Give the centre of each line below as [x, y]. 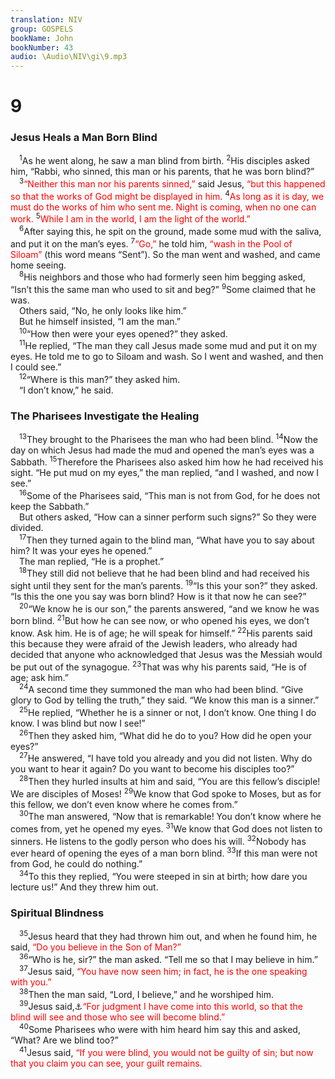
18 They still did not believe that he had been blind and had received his [164, 573]
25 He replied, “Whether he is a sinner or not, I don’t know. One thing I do [168, 711]
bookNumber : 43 [42, 47]
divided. [27, 528]
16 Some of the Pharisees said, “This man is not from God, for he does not [170, 495]
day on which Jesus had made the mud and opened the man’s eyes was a [162, 450]
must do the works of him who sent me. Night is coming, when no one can [163, 207]
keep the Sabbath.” [50, 507]
